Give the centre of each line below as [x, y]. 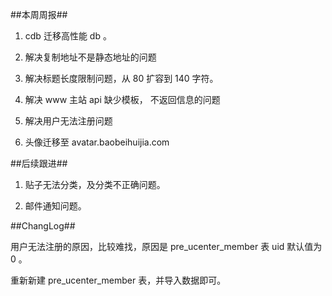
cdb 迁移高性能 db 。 [68, 36]
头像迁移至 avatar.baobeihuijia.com [97, 142]
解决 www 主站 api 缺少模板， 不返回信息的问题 [122, 99]
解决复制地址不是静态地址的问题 [90, 57]
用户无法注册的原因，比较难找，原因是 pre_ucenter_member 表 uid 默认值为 [166, 246]
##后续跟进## [39, 163]
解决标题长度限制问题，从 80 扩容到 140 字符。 [121, 78]
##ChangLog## [43, 226]
